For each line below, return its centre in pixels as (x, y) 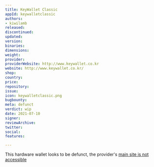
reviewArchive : (20, 123)
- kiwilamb (16, 23)
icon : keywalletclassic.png (34, 95)
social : (13, 132)
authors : (14, 19)
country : (14, 77)
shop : (10, 73)
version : (14, 41)
